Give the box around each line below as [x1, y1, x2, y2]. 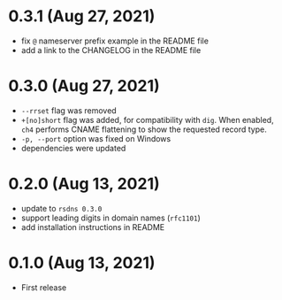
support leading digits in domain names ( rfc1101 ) [20, 212, 201, 223]
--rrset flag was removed [20, 104, 117, 116]
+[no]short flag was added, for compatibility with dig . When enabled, [20, 114, 275, 125]
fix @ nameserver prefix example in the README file [20, 35, 210, 46]
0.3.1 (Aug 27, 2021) [8, 6, 156, 27]
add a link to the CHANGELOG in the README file [20, 44, 202, 55]
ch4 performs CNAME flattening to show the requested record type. [20, 124, 267, 135]
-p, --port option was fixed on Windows [20, 133, 171, 143]
